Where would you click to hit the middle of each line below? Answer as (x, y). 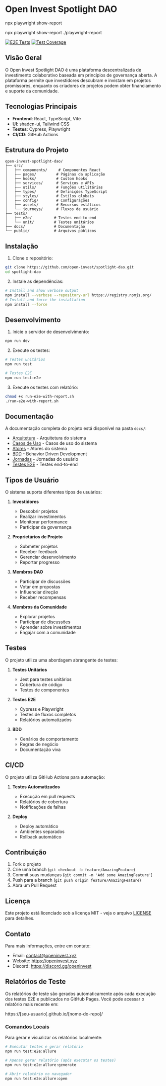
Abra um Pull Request (34, 885)
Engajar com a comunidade (48, 632)
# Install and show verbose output (42, 290)
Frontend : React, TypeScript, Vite (47, 118)
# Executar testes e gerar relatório (44, 1047)
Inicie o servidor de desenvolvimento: (51, 332)
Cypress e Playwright (41, 709)
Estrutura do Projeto (37, 150)
